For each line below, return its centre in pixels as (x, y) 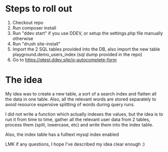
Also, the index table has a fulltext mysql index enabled (62, 134)
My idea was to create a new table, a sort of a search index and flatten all (81, 93)
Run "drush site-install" (37, 43)
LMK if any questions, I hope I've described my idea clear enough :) (75, 144)
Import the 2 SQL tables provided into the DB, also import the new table (86, 49)
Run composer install (34, 27)
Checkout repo (28, 22)
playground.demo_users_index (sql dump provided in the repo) (77, 54)
